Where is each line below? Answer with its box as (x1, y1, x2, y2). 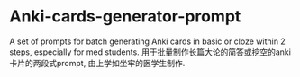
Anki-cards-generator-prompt (9, 6, 241, 27)
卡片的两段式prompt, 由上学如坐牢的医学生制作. (9, 57, 186, 68)
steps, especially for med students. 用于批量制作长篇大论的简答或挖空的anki (9, 47, 291, 57)
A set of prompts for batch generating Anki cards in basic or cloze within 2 (9, 36, 286, 47)
